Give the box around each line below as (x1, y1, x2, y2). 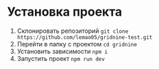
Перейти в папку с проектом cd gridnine (16, 40, 137, 48)
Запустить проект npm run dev (16, 54, 105, 62)
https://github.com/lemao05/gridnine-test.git (16, 33, 153, 41)
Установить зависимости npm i (16, 47, 108, 55)
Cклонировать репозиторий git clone (16, 27, 129, 35)
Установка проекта (7, 4, 123, 20)
